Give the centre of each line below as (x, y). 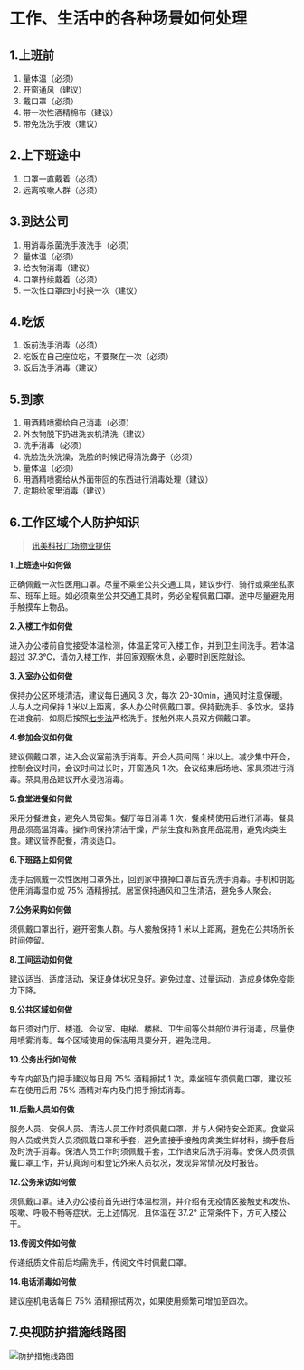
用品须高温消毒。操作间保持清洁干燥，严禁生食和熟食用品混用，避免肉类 (144, 829)
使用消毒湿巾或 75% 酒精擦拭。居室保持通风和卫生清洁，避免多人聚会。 (143, 891)
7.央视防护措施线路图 (68, 1332)
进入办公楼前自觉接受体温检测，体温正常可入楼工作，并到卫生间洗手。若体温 (152, 646)
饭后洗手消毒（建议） (62, 367)
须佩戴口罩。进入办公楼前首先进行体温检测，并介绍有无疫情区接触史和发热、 (152, 1201)
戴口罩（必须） (50, 101)
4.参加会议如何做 (41, 738)
